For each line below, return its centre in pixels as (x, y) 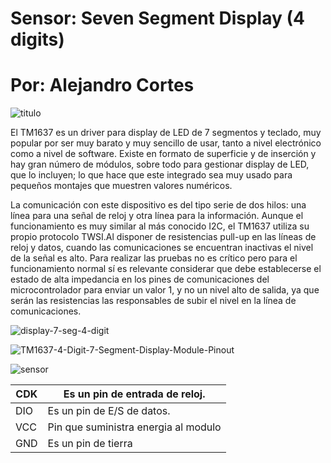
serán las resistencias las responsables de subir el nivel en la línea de (153, 301)
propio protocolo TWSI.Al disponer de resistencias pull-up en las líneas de (163, 237)
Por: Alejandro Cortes (102, 85)
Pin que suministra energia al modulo (134, 427)
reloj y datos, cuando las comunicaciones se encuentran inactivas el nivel (162, 248)
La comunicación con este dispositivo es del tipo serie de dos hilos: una (158, 205)
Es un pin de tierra (90, 444)
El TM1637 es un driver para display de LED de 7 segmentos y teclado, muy (166, 133)
